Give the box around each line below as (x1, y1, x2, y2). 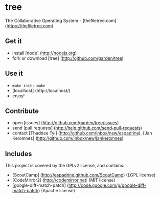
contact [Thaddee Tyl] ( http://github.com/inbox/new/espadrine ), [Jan (12, 130, 153, 136)
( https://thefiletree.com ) (5, 22, 54, 28)
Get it (5, 37, 22, 45)
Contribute (5, 107, 39, 115)
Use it (5, 69, 23, 78)
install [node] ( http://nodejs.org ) (12, 50, 77, 56)
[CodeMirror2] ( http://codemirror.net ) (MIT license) (12, 177, 115, 183)
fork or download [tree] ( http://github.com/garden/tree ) (12, 55, 124, 61)
